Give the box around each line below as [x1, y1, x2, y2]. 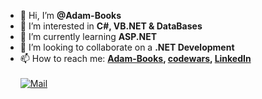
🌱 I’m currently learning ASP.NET [19, 31, 158, 42]
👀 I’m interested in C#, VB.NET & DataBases [19, 20, 203, 32]
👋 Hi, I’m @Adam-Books [19, 10, 122, 21]
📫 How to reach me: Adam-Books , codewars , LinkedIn [19, 53, 252, 64]
